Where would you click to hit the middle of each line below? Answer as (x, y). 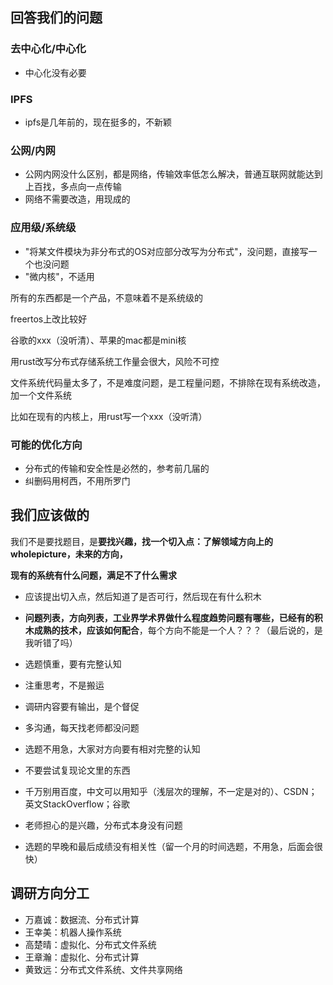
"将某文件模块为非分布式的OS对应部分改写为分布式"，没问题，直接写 (166, 251)
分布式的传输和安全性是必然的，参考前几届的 (117, 468)
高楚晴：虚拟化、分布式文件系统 (90, 944)
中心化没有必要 (55, 72)
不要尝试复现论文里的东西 (77, 770)
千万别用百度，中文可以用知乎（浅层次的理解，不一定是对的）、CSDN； (171, 791)
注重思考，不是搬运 (64, 685)
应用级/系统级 (43, 228)
